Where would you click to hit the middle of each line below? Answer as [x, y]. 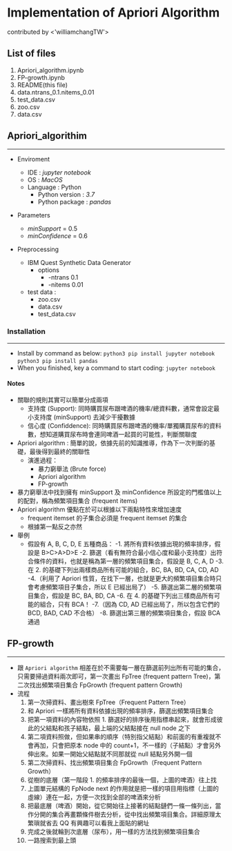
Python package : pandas [75, 202]
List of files [32, 53]
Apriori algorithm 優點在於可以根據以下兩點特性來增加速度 [99, 509]
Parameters [33, 215]
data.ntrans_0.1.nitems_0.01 [56, 92]
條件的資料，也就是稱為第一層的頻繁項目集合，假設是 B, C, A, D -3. [129, 561]
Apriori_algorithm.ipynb [50, 70]
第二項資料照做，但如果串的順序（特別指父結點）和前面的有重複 [118, 736]
